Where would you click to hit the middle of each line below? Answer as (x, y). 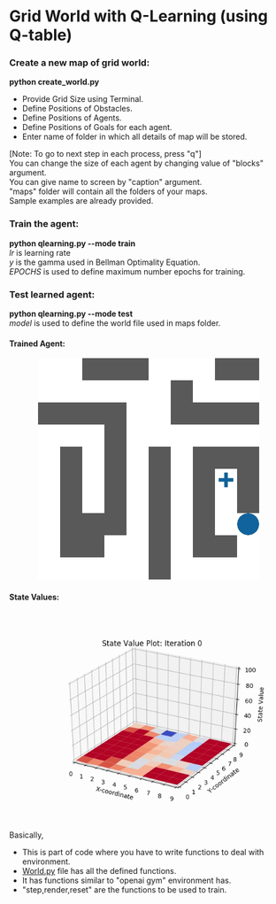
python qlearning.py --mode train (73, 243)
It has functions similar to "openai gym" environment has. (126, 881)
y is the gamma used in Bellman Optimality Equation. (105, 262)
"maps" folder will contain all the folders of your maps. (108, 191)
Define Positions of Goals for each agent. (97, 127)
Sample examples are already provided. (81, 201)
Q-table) (41, 35)
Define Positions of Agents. (72, 118)
